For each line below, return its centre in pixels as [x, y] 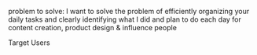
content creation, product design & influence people [92, 27]
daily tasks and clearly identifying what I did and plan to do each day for [125, 19]
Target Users [29, 43]
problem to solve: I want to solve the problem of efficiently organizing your [129, 11]
